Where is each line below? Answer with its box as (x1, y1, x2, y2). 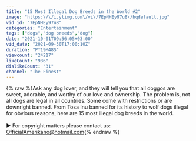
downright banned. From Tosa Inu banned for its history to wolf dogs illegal (6, 103, 188, 110)
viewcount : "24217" (6, 52, 54, 58)
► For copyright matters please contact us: (6, 122, 111, 129)
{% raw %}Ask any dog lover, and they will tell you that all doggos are (6, 85, 175, 92)
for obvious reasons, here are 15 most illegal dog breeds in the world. (6, 110, 174, 117)
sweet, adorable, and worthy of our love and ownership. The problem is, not (6, 91, 190, 98)
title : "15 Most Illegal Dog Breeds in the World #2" (6, 8, 141, 15)
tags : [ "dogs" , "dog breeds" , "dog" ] (6, 31, 94, 36)
